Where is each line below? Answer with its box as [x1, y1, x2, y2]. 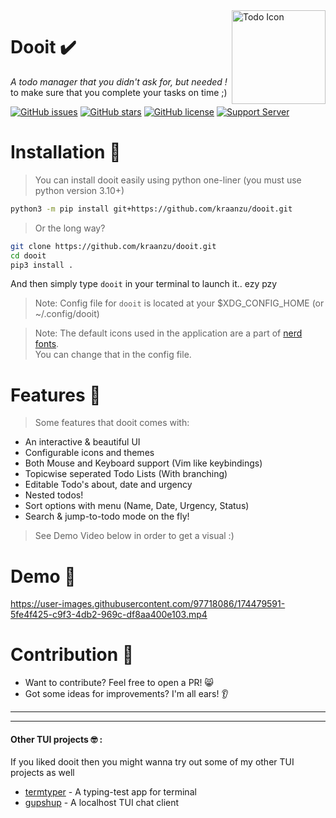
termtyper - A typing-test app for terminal [24, 786, 197, 798]
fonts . [34, 338, 60, 350]
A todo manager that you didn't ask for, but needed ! [10, 75, 228, 88]
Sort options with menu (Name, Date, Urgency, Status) [24, 500, 250, 512]
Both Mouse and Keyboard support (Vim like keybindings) [24, 457, 263, 469]
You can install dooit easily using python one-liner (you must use [34, 174, 302, 186]
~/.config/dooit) [34, 308, 100, 320]
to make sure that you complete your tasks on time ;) [10, 86, 228, 98]
